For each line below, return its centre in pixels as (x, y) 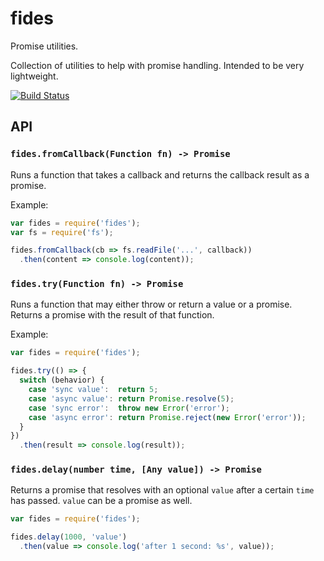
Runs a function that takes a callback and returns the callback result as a (160, 174)
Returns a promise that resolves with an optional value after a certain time (162, 490)
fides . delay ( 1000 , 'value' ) (69, 537)
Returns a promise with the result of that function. (112, 315)
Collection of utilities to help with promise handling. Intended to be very (157, 65)
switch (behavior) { (62, 380)
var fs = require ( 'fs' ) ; (62, 232)
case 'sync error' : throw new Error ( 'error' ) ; (129, 408)
